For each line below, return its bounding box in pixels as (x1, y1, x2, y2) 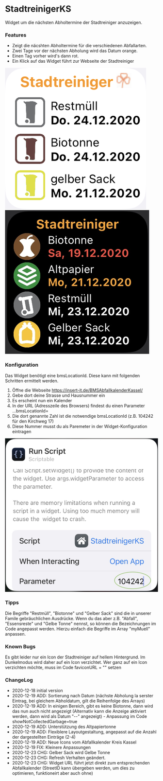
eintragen (12, 428, 32, 434)
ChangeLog (5, 677, 33, 684)
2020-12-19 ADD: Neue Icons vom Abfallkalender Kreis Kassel (12, 739, 137, 745)
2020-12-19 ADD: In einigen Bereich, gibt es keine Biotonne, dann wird (12, 703, 153, 709)
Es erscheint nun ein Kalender (12, 397, 72, 403)
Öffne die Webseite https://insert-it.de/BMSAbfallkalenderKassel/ (12, 387, 143, 393)
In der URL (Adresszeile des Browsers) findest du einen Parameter (12, 403, 145, 408)
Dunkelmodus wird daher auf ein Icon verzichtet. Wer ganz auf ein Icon (5, 659, 147, 665)
